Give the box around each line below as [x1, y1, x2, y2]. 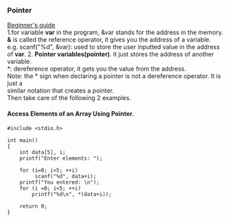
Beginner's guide [7, 21, 56, 29]
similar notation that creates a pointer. [7, 86, 115, 95]
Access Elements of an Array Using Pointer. [7, 109, 135, 118]
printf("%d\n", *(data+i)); [32, 190, 112, 197]
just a [7, 79, 23, 88]
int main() [7, 136, 38, 144]
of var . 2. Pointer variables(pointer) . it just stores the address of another [7, 50, 214, 58]
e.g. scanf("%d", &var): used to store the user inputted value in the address [7, 43, 220, 51]
